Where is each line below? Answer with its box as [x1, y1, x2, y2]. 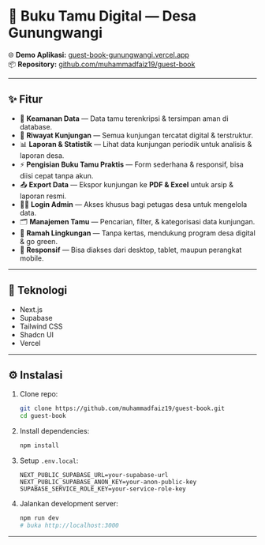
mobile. [19, 253, 45, 263]
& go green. [19, 236, 58, 246]
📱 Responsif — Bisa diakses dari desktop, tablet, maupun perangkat [19, 245, 242, 254]
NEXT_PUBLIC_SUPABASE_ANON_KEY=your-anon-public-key [19, 478, 197, 486]
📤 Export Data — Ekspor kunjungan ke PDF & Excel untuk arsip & [19, 179, 234, 189]
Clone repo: [19, 389, 58, 399]
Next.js [19, 304, 43, 314]
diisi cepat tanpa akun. [19, 171, 94, 180]
